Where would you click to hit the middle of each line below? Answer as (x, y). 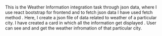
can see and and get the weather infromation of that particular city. (74, 28)
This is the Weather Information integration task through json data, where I (81, 7)
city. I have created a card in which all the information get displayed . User (81, 23)
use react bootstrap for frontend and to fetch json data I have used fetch (79, 12)
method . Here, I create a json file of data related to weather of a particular (81, 18)
